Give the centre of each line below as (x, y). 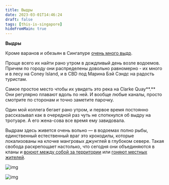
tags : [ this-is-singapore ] (34, 24)
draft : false (19, 19)
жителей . (15, 158)
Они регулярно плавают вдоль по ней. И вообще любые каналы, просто (84, 95)
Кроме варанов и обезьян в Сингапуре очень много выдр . (69, 53)
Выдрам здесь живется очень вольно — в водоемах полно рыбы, (77, 131)
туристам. (16, 79)
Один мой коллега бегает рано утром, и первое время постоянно (77, 110)
